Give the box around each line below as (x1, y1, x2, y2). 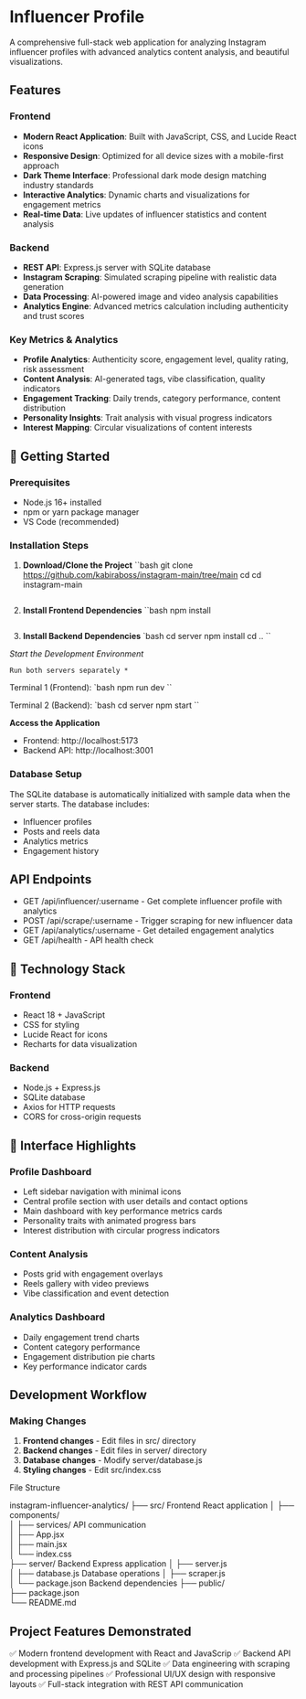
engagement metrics (22, 198, 101, 209)
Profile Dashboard (9, 1165, 92, 1178)
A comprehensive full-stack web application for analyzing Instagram (9, 37, 267, 48)
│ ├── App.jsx (9, 1529, 65, 1540)
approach (22, 160, 59, 171)
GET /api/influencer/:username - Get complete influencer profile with (22, 896, 283, 907)
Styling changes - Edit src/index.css (22, 1465, 162, 1476)
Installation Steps (9, 539, 90, 551)
